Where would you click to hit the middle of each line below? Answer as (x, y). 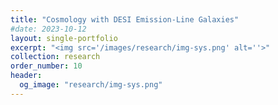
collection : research (55, 57)
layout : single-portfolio (64, 38)
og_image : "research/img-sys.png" (91, 85)
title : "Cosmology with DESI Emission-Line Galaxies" (125, 19)
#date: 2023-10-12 (48, 29)
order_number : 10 (46, 66)
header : (26, 76)
